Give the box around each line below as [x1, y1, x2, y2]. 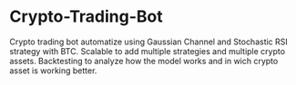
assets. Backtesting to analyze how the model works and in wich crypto [9, 55, 279, 66]
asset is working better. [9, 65, 97, 76]
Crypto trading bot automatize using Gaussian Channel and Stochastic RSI [9, 36, 289, 47]
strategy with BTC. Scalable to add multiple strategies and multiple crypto [9, 45, 285, 56]
